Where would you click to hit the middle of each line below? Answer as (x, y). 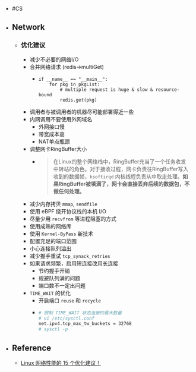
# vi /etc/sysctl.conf (67, 318)
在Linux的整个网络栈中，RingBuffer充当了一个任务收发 (120, 161)
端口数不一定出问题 (62, 285)
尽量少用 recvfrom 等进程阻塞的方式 (73, 219)
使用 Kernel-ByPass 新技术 (61, 234)
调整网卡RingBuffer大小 (58, 149)
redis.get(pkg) (78, 100)
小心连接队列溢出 (50, 248)
